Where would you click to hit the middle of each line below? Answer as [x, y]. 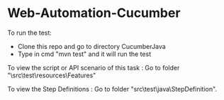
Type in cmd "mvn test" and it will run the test [84, 54]
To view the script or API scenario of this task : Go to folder [94, 67]
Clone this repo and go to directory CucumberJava [92, 46]
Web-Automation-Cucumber [94, 13]
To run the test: [29, 33]
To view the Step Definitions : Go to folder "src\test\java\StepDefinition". [112, 89]
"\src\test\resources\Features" [52, 75]
